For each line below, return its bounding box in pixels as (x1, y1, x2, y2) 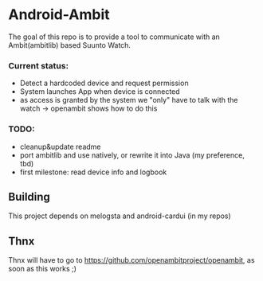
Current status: (8, 60, 69, 71)
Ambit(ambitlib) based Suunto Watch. (8, 40, 131, 49)
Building (8, 189, 50, 204)
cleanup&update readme (19, 142, 101, 151)
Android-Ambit (8, 6, 110, 24)
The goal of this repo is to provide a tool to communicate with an (8, 32, 221, 41)
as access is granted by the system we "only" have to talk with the (19, 96, 238, 105)
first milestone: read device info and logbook (19, 167, 167, 177)
